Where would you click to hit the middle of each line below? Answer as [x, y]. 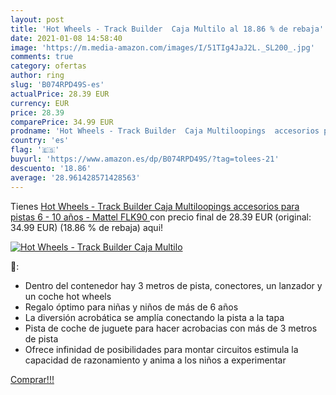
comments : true [42, 57]
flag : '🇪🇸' [35, 150]
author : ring [37, 76]
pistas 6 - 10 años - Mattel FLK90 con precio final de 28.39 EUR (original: [161, 217]
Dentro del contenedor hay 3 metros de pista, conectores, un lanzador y [173, 285]
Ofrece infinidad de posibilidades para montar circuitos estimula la [161, 349]
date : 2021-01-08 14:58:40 [66, 38]
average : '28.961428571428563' [75, 177]
